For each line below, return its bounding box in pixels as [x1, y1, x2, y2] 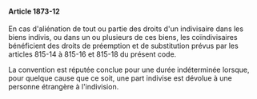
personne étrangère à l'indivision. [8, 82, 119, 92]
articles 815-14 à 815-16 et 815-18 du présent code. [8, 49, 177, 59]
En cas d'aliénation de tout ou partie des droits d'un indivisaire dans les [8, 24, 244, 34]
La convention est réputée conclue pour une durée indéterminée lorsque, [8, 65, 250, 75]
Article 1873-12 [8, 6, 60, 16]
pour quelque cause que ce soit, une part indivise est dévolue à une [8, 73, 232, 83]
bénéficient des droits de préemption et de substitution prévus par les [8, 41, 239, 51]
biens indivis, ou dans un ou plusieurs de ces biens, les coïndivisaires [8, 33, 238, 42]
